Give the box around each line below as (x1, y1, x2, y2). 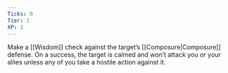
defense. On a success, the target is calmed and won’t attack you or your (7, 50, 222, 59)
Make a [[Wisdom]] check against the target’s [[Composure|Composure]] (7, 43, 221, 52)
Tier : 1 (7, 17, 30, 24)
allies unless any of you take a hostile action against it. (7, 58, 166, 67)
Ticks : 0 (7, 10, 33, 18)
